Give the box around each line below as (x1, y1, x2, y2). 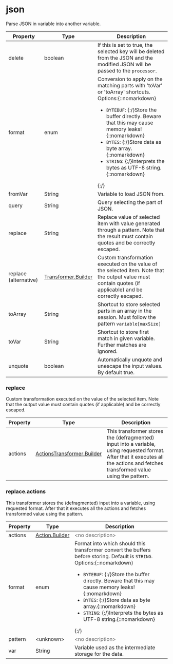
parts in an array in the (97, 307, 152, 314)
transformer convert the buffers (74, 546, 151, 553)
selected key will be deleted (97, 48, 165, 55)
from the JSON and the (97, 54, 153, 61)
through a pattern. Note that (97, 226, 165, 233)
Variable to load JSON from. (97, 190, 165, 197)
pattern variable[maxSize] (97, 320, 161, 327)
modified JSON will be (97, 61, 151, 68)
